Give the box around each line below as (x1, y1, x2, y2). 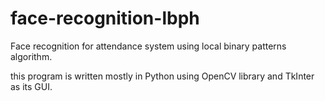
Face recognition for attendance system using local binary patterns (10, 40, 287, 52)
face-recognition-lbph (10, 7, 200, 30)
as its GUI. (10, 80, 53, 92)
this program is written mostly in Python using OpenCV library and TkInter (10, 70, 315, 82)
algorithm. (10, 50, 53, 62)
